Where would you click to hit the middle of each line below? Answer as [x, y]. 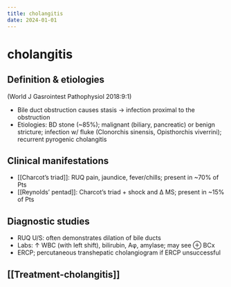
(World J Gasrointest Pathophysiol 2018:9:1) [70, 96]
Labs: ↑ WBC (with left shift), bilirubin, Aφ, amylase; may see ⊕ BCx [116, 246]
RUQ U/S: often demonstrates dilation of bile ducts [89, 238]
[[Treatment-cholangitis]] [64, 274]
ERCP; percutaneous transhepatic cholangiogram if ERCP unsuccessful [119, 252]
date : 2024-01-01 [32, 20]
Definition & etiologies [56, 80]
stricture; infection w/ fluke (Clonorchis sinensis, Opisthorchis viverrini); [119, 131]
